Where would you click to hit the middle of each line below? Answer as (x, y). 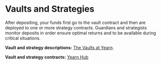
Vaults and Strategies (50, 9)
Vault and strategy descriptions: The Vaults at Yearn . (59, 47)
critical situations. (23, 38)
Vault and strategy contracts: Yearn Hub (47, 57)
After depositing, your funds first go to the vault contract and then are (75, 22)
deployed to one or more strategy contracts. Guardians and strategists (76, 27)
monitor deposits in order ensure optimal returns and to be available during (80, 33)
